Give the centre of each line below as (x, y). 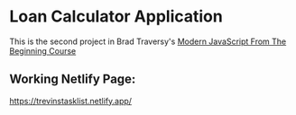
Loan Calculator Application (116, 17)
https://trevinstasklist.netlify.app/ (71, 101)
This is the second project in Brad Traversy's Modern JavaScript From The (148, 41)
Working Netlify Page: (73, 80)
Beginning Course (43, 50)
